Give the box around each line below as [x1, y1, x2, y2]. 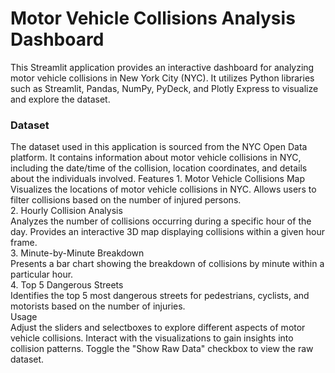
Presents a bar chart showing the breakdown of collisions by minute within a [10, 258, 325, 270]
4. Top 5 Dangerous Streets [10, 279, 124, 291]
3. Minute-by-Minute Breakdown [10, 247, 145, 259]
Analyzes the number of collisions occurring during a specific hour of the [10, 215, 312, 227]
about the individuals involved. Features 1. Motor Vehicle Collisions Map [10, 173, 306, 185]
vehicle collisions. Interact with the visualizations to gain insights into [10, 332, 294, 344]
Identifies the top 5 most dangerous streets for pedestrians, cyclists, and [10, 290, 310, 302]
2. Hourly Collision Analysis [10, 205, 123, 217]
